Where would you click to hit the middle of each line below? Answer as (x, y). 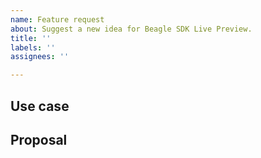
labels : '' (33, 47)
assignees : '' (40, 57)
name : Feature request (57, 19)
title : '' (31, 38)
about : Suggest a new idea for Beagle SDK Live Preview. (131, 29)
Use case (40, 106)
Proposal (39, 139)
